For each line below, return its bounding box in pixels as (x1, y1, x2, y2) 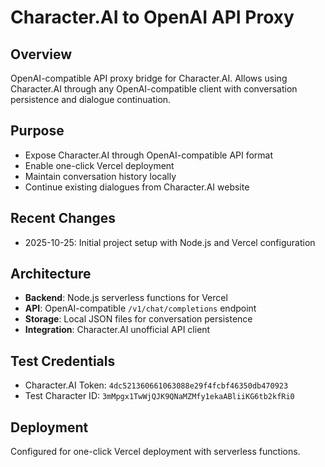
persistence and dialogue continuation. (10, 94, 172, 105)
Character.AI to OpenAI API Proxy (10, 6, 295, 29)
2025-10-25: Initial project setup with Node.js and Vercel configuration (24, 236, 316, 248)
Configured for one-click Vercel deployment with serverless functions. (10, 446, 301, 458)
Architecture (10, 266, 92, 283)
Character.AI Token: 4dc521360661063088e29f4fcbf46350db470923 (24, 379, 289, 391)
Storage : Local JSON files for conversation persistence (24, 313, 253, 325)
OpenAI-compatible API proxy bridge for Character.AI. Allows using (10, 72, 288, 84)
